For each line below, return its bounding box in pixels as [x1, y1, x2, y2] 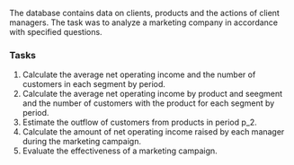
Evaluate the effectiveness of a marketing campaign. [22, 145, 218, 156]
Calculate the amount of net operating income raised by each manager [22, 126, 285, 137]
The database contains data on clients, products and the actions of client [9, 8, 281, 18]
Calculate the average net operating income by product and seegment [22, 89, 283, 100]
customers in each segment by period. [22, 79, 166, 90]
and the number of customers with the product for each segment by [22, 98, 275, 109]
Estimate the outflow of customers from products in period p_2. [22, 117, 258, 128]
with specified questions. [9, 27, 102, 37]
